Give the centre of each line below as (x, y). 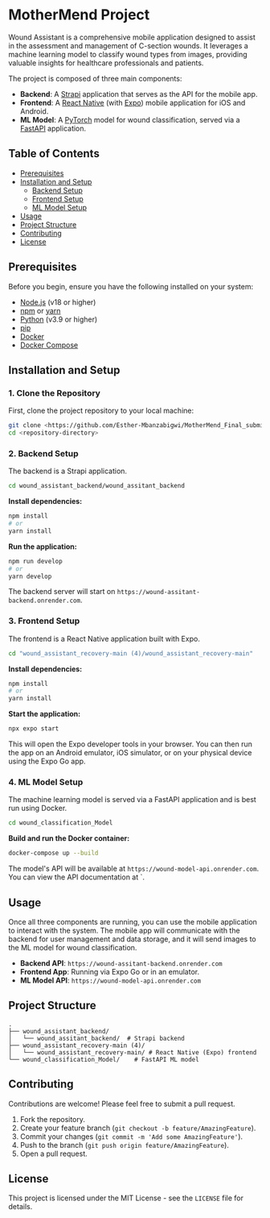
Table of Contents (54, 154)
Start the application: (45, 714)
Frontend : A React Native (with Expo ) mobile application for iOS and (133, 102)
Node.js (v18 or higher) (58, 302)
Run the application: (43, 547)
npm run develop (35, 561)
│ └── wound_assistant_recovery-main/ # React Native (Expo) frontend (133, 1052)
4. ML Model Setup (46, 782)
